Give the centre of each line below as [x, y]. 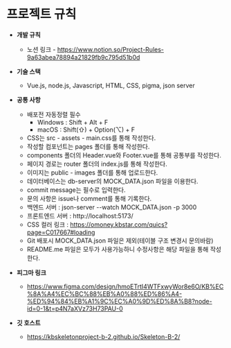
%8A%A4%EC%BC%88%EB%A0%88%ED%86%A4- [104, 294]
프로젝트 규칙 [41, 14]
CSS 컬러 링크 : [48, 224]
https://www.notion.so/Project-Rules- [110, 49]
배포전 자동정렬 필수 [54, 114]
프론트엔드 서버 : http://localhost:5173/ [80, 216]
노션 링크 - [41, 49]
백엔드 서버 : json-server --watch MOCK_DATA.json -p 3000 [112, 207]
